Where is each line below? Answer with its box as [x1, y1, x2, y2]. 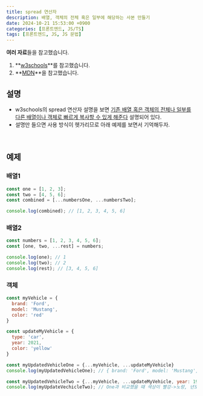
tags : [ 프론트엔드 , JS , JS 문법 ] [6, 31, 82, 38]
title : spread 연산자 [6, 8, 57, 15]
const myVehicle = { [6, 295, 59, 302]
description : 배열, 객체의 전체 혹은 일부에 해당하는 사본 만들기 [6, 15, 150, 21]
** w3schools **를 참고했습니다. [14, 62, 91, 69]
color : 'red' [11, 312, 45, 318]
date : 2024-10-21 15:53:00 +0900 [6, 20, 91, 26]
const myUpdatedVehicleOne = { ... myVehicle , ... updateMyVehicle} [6, 361, 174, 368]
